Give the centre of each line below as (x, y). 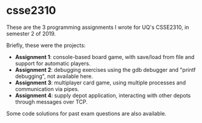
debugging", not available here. (54, 76)
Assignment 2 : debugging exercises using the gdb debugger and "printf (105, 69)
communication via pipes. (47, 89)
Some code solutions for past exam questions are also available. (86, 113)
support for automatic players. (53, 63)
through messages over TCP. (51, 102)
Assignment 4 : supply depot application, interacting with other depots (103, 95)
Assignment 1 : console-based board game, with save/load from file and (105, 57)
